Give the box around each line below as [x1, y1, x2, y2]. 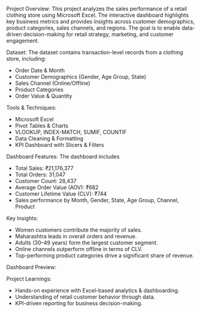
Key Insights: [6, 215, 39, 222]
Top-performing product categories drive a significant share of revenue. [14, 252, 194, 259]
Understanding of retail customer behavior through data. [14, 293, 155, 300]
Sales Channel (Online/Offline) [14, 79, 90, 87]
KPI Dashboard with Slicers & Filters [14, 141, 104, 148]
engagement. [6, 37, 39, 44]
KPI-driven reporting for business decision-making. [14, 300, 143, 306]
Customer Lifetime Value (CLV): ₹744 [14, 190, 107, 197]
